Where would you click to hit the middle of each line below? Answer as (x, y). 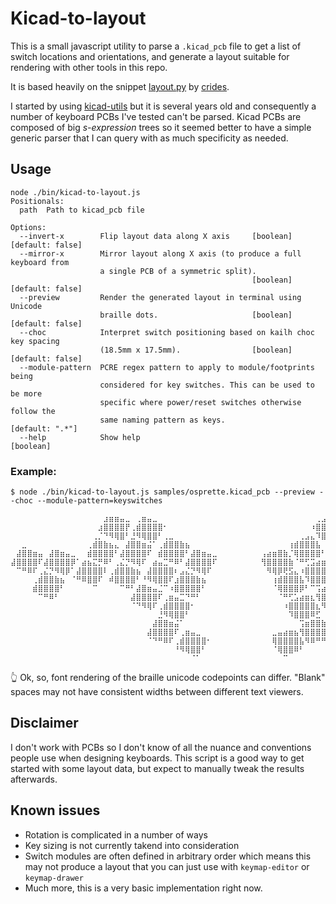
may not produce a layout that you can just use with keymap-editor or (167, 866)
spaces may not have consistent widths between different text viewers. (157, 692)
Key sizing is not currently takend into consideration (132, 845)
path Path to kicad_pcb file (82, 210)
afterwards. (34, 779)
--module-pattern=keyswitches (99, 501)
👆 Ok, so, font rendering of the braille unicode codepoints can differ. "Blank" (168, 678)
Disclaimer (44, 723)
